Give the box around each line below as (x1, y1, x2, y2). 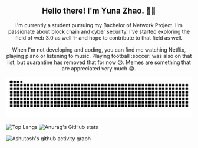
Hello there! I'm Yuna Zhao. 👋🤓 (42, 6, 156, 16)
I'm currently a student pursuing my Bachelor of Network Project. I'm (15, 21, 183, 28)
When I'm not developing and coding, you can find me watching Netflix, (12, 46, 186, 53)
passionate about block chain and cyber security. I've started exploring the (8, 28, 190, 35)
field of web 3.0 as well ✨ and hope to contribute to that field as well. (15, 34, 183, 41)
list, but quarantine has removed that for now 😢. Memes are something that (7, 59, 191, 66)
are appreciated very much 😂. (61, 65, 137, 72)
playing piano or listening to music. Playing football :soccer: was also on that (6, 52, 192, 59)
